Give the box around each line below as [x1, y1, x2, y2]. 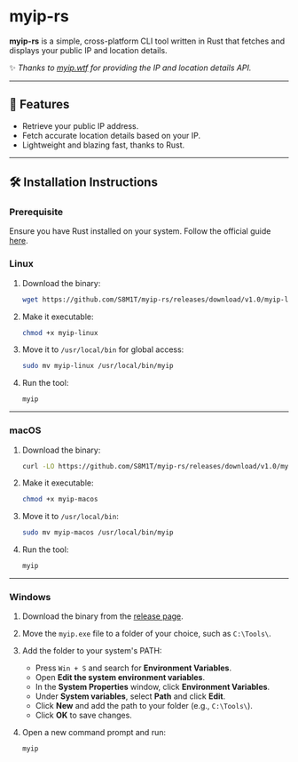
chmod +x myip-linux [21, 328, 98, 337]
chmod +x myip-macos [21, 495, 98, 504]
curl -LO [21, 461, 55, 470]
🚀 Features [9, 97, 70, 112]
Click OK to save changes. [35, 710, 133, 721]
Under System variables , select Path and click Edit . [35, 691, 226, 702]
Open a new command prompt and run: [21, 727, 167, 738]
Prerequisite [9, 206, 64, 219]
